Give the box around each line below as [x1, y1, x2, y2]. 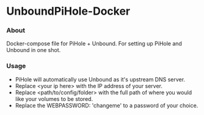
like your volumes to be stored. [15, 95, 93, 102]
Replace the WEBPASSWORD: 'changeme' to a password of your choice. [15, 102, 199, 109]
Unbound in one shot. [6, 46, 61, 54]
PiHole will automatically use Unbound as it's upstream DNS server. [15, 75, 185, 83]
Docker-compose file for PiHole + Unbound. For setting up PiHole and [6, 40, 182, 47]
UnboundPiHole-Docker [6, 4, 131, 18]
